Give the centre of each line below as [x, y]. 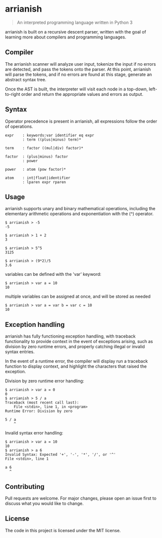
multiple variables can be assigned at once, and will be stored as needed [78, 296]
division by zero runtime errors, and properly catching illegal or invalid [75, 347]
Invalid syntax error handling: [34, 433]
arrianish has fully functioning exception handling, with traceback [70, 336]
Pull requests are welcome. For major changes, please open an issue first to [81, 498]
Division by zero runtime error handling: [45, 381]
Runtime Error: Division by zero [39, 411]
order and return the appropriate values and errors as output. [82, 94]
